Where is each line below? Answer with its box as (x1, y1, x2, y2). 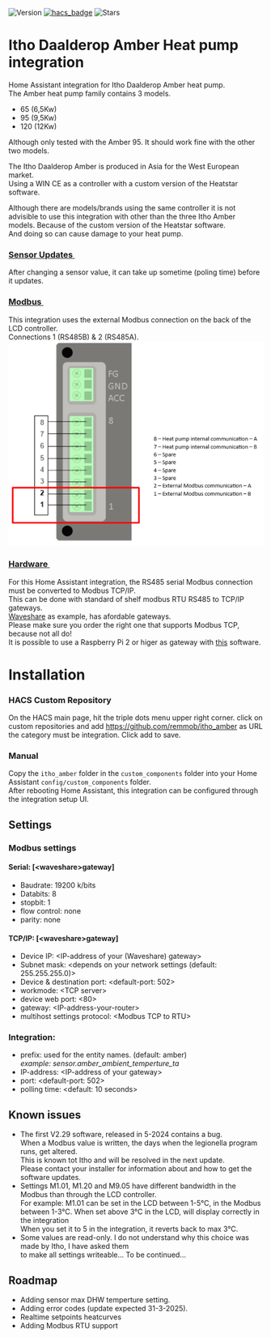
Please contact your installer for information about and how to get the (19, 1164, 252, 1174)
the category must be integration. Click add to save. (8, 730, 181, 740)
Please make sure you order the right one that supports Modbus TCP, (8, 620, 240, 629)
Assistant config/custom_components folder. (8, 778, 152, 787)
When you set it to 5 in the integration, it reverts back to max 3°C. (19, 1224, 239, 1234)
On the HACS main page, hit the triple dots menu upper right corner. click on (8, 713, 263, 722)
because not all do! (8, 629, 73, 638)
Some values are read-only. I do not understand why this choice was (19, 1233, 249, 1242)
